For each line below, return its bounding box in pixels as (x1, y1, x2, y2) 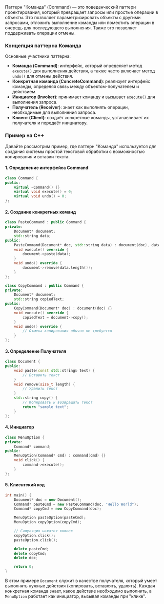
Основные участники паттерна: (5, 53, 71, 59)
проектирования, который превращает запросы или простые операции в (5, 9, 159, 15)
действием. (12, 89, 37, 95)
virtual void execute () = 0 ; (14, 189, 73, 194)
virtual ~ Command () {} (14, 185, 60, 190)
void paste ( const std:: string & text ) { (14, 368, 95, 373)
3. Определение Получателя (5, 348, 66, 354)
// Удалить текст (22, 386, 58, 391)
